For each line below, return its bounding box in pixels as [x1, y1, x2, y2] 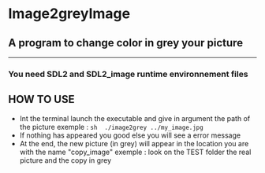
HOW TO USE [8, 93, 75, 106]
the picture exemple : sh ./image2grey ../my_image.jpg [19, 122, 203, 131]
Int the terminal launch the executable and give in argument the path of [19, 113, 251, 123]
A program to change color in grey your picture [8, 36, 243, 50]
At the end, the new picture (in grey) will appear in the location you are [19, 138, 249, 148]
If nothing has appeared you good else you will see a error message [19, 131, 241, 140]
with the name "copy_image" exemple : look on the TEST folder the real [19, 147, 252, 156]
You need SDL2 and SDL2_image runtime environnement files [8, 68, 248, 79]
